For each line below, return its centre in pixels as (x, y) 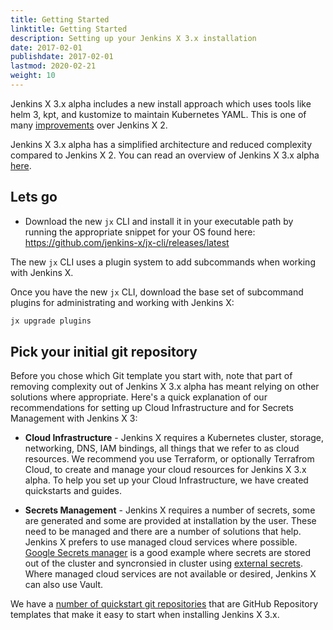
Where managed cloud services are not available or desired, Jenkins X (170, 574)
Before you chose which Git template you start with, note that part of (151, 376)
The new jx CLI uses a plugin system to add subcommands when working (163, 262)
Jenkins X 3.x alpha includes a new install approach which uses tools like (161, 103)
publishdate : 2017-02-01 (62, 57)
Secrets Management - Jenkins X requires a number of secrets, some (170, 510)
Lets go (34, 197)
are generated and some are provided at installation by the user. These (170, 521)
